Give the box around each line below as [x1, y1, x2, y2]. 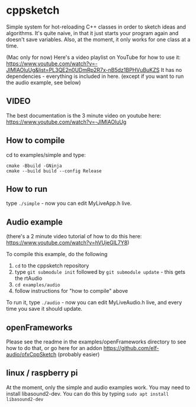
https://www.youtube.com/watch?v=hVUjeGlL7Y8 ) [6, 239, 130, 247]
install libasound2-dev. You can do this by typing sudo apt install [6, 390, 169, 397]
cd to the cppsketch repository [14, 262, 89, 269]
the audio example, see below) [6, 78, 81, 86]
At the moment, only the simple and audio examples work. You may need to [6, 384, 191, 391]
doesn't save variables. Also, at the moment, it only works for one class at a [6, 36, 191, 43]
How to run [6, 184, 48, 194]
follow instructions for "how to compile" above [14, 288, 128, 295]
